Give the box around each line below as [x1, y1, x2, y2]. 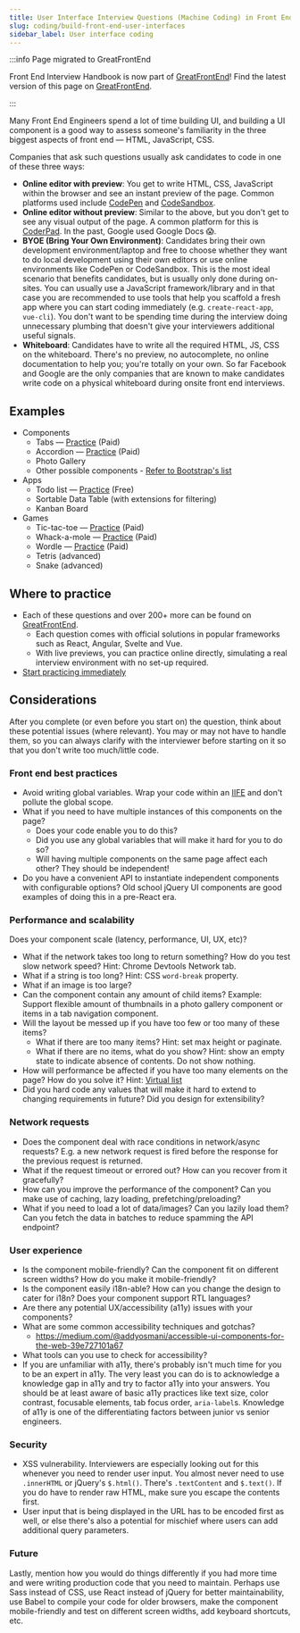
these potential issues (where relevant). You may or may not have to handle [9, 725, 287, 737]
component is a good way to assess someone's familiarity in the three [9, 125, 267, 136]
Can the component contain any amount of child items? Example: [21, 989, 262, 1000]
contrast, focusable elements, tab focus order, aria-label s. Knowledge [21, 1397, 285, 1407]
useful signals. [21, 330, 76, 341]
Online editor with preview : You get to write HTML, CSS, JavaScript [21, 179, 274, 189]
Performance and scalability [9, 914, 136, 927]
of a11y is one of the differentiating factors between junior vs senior [21, 1407, 270, 1417]
